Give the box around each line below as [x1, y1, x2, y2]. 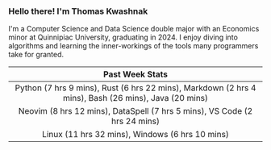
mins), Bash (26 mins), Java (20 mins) [63, 93, 208, 104]
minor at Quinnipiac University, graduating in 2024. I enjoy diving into [8, 32, 238, 42]
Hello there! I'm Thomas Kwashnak [8, 6, 148, 17]
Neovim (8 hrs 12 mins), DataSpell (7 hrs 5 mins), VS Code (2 [18, 106, 253, 117]
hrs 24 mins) [111, 115, 160, 127]
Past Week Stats [103, 69, 168, 80]
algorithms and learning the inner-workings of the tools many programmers [8, 41, 259, 51]
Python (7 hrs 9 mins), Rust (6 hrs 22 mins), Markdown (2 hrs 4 [15, 82, 256, 94]
